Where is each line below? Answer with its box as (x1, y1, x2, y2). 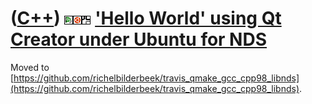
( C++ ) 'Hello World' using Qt (10, 7, 282, 30)
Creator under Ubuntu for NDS (10, 28, 268, 51)
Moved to (10, 61, 50, 73)
